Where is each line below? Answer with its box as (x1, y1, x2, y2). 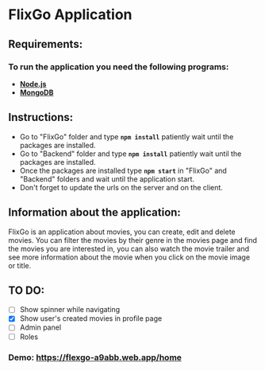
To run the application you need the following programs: (8, 61, 229, 72)
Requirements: (8, 37, 83, 51)
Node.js (19, 79, 47, 88)
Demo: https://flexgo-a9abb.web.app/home (8, 352, 182, 363)
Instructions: (8, 111, 74, 124)
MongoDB (19, 88, 54, 97)
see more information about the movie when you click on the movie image (8, 252, 251, 262)
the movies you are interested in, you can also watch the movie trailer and (8, 244, 250, 253)
